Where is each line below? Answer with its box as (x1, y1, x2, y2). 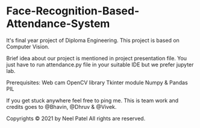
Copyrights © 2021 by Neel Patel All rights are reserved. (6, 115, 146, 122)
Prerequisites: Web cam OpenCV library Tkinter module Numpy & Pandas (6, 79, 188, 86)
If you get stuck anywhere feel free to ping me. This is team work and (6, 97, 179, 104)
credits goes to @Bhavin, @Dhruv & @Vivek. (6, 103, 117, 110)
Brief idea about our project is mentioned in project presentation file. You (6, 54, 187, 62)
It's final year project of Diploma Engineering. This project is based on (6, 36, 180, 44)
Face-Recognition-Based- (6, 4, 140, 18)
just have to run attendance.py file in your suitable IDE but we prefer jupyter (6, 61, 194, 68)
